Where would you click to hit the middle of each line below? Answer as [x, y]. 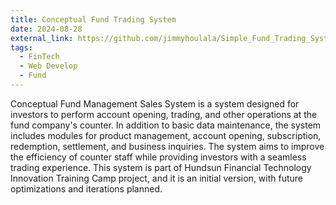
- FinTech [39, 57]
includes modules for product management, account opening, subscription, [166, 135]
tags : [21, 47]
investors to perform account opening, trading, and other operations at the [164, 114]
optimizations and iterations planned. [86, 188]
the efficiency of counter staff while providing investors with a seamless [158, 157]
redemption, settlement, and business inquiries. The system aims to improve [167, 146]
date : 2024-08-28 [46, 29]
